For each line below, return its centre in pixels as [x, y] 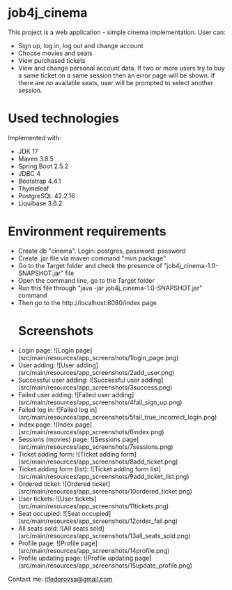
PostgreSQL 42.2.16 [46, 196]
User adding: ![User [46, 365]
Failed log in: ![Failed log [53, 409]
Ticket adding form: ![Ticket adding [69, 454]
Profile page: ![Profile [48, 543]
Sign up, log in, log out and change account [80, 45]
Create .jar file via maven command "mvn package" [92, 258]
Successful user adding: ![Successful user [79, 380]
